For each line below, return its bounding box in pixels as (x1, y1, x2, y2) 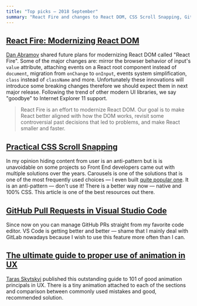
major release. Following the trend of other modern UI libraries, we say (6, 89, 176, 96)
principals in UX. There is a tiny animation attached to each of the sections (6, 281, 186, 288)
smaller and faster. (20, 125, 66, 132)
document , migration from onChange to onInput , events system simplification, (6, 70, 187, 77)
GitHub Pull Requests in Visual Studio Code (6, 206, 167, 216)
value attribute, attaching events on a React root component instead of (6, 64, 177, 71)
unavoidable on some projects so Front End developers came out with (6, 164, 175, 171)
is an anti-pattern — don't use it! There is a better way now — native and (6, 182, 182, 189)
